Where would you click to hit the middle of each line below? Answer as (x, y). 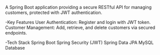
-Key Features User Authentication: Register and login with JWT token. (78, 22)
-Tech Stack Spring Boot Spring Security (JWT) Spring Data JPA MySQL (79, 42)
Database (15, 48)
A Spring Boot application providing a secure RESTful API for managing (78, 7)
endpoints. (16, 33)
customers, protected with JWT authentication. (54, 12)
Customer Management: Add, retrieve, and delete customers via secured (80, 27)
